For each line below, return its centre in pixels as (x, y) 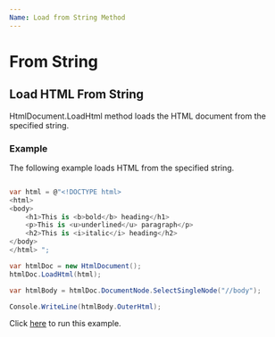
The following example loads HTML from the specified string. (122, 168)
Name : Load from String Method (67, 17)
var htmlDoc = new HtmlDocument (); (75, 266)
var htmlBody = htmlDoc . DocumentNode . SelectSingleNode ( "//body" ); (135, 291)
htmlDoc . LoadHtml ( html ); (55, 274)
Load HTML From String (77, 95)
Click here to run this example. (66, 324)
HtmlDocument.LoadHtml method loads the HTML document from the (137, 116)
